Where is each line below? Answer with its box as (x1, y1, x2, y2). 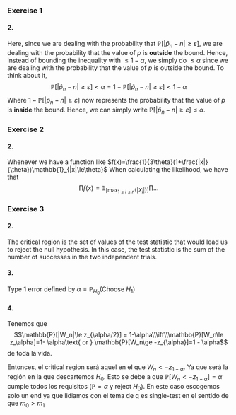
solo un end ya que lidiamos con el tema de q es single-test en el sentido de (7, 391, 229, 399)
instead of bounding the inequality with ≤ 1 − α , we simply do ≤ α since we (7, 56, 228, 64)
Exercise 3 (7, 204, 45, 214)
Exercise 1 (7, 6, 43, 16)
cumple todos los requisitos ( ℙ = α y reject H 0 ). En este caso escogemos (7, 382, 220, 392)
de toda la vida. (7, 349, 52, 358)
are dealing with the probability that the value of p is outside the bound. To (7, 63, 225, 72)
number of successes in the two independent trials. (7, 252, 158, 261)
